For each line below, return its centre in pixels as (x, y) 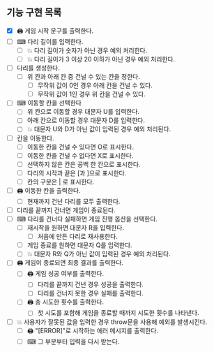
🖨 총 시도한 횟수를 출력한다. (66, 302)
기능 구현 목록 (34, 13)
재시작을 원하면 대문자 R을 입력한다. (76, 228)
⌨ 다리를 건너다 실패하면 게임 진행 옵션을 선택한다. (87, 219)
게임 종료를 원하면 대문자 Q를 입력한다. (80, 245)
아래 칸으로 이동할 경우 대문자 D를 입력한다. (86, 120)
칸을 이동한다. (36, 138)
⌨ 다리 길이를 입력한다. (50, 41)
